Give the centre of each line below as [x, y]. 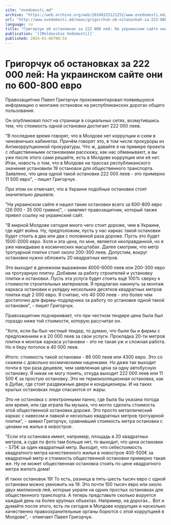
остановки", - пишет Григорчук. [40, 305]
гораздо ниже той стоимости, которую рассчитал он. [63, 321]
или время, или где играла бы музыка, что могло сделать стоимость [80, 404]
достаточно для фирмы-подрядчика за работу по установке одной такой [85, 300]
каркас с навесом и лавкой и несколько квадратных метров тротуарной [84, 415]
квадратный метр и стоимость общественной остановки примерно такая [85, 458]
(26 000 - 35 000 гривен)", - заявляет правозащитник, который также [81, 209]
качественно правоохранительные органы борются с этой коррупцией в [85, 511]
